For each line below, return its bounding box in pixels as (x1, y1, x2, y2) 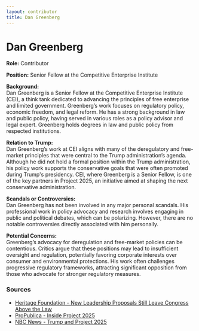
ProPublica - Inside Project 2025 (14, 312, 96, 319)
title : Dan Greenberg (6, 14, 60, 20)
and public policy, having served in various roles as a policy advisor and (6, 115, 183, 122)
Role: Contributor (6, 60, 49, 67)
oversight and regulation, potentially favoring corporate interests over (6, 251, 177, 259)
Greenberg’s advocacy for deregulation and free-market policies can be (6, 239, 183, 246)
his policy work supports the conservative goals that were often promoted (6, 165, 188, 172)
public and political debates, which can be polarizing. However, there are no (6, 214, 193, 221)
